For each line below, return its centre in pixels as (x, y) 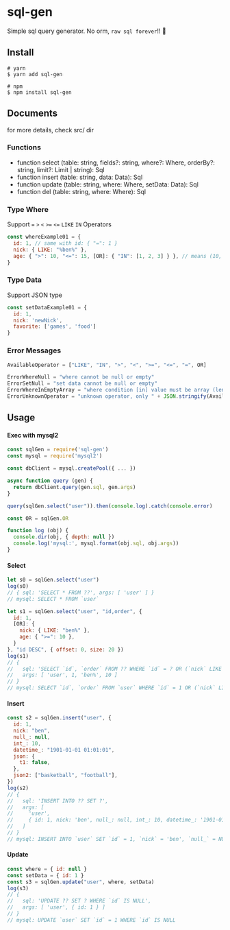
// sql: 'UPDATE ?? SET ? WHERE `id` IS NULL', (79, 901)
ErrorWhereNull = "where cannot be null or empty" (81, 377)
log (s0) (18, 586)
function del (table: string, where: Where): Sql (81, 191)
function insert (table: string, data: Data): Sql (80, 177)
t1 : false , (35, 763)
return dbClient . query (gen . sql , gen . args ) (75, 487)
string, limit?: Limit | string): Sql (61, 169)
